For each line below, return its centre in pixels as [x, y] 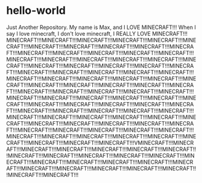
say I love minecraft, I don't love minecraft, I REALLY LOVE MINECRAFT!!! [97, 33]
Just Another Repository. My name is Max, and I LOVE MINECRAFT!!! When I [101, 27]
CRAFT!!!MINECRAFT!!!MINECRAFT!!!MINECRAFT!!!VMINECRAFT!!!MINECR [100, 143]
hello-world [36, 11]
